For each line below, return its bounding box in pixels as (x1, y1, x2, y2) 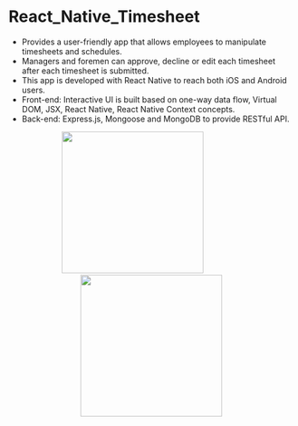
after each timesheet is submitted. (21, 65, 149, 76)
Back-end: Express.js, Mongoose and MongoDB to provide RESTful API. (21, 113, 290, 124)
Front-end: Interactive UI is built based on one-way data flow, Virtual (21, 93, 277, 105)
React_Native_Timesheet (8, 6, 200, 27)
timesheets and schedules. (21, 45, 123, 56)
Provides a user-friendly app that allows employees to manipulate (21, 36, 267, 47)
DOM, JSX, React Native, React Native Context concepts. (21, 103, 236, 114)
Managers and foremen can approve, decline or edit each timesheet (21, 55, 275, 66)
